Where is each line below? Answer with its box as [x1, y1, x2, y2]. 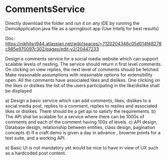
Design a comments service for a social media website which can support [5, 55, 158, 61]
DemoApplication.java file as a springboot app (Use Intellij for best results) [5, 25, 159, 31]
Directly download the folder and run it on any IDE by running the [5, 20, 140, 26]
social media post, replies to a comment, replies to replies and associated [5, 103, 157, 109]
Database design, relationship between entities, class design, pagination [5, 124, 155, 130]
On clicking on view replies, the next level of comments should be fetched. [5, 66, 160, 72]
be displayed [5, 88, 32, 94]
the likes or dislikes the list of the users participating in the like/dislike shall [5, 82, 160, 89]
